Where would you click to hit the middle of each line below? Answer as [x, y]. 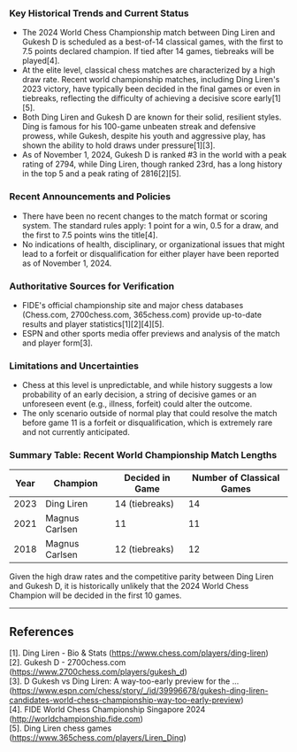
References [42, 632]
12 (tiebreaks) [145, 549]
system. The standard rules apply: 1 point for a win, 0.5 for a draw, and [150, 225]
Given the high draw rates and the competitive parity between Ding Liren [141, 577]
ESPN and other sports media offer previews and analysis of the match [151, 333]
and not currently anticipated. [76, 432]
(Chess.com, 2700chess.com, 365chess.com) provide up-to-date [142, 314]
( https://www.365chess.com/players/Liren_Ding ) [98, 738]
